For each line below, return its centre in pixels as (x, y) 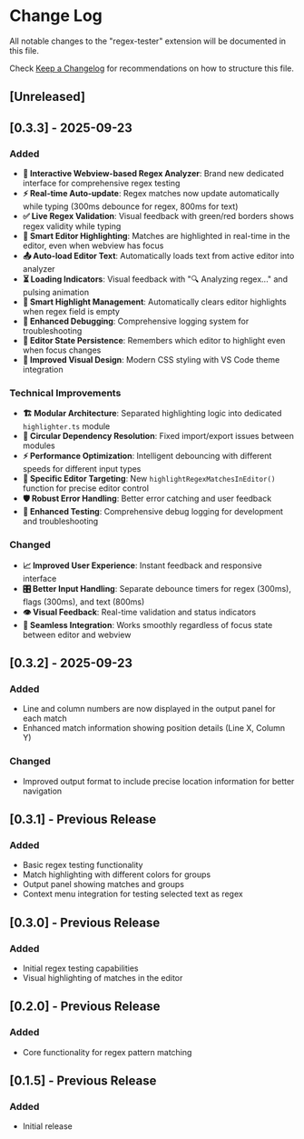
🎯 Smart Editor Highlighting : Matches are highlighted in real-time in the (156, 236)
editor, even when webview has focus (93, 245)
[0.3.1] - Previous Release (83, 819)
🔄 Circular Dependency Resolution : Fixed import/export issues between (158, 436)
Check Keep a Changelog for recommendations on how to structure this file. (152, 68)
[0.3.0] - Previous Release (85, 922)
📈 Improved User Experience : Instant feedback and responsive (142, 565)
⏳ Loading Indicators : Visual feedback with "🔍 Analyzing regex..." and (155, 279)
